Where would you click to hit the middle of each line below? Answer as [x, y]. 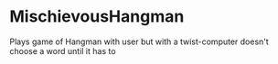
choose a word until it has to [63, 50]
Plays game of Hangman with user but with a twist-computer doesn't [139, 41]
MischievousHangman [97, 17]
